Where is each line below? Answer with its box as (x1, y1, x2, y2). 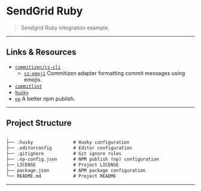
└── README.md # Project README (6, 173, 117, 179)
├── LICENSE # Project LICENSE (6, 162, 119, 168)
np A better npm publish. (14, 95, 75, 102)
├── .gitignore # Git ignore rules (6, 151, 121, 157)
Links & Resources (6, 47, 77, 58)
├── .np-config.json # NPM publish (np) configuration (6, 156, 160, 163)
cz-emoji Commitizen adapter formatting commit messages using (23, 69, 185, 76)
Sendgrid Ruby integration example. (20, 24, 109, 31)
